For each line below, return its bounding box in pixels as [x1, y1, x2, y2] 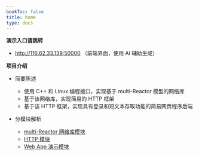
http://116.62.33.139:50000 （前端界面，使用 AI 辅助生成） [14, 50, 158, 57]
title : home [6, 14, 36, 20]
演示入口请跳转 [6, 37, 43, 44]
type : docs [6, 20, 33, 26]
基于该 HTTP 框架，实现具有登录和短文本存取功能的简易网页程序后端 [23, 103, 193, 110]
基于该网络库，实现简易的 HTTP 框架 [23, 95, 115, 102]
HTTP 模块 [23, 136, 50, 143]
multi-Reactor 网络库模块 [23, 128, 85, 135]
